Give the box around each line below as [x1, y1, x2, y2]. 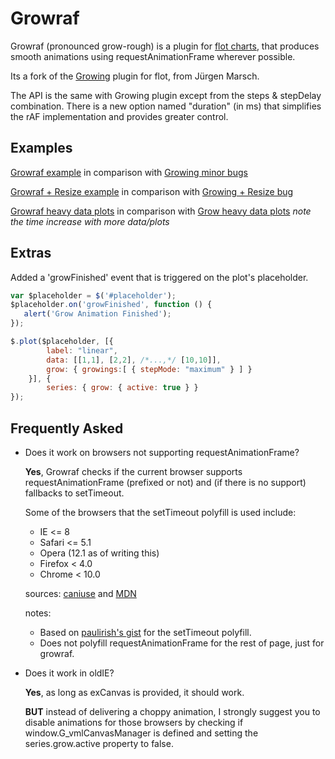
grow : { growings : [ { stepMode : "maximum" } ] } [46, 364, 253, 374]
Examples [10, 140, 73, 157]
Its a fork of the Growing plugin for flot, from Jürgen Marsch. [10, 70, 260, 82]
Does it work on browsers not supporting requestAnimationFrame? [24, 447, 300, 458]
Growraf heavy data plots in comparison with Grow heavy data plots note [10, 205, 312, 217]
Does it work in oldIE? [24, 667, 115, 679]
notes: [24, 607, 52, 619]
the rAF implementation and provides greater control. [10, 110, 229, 122]
